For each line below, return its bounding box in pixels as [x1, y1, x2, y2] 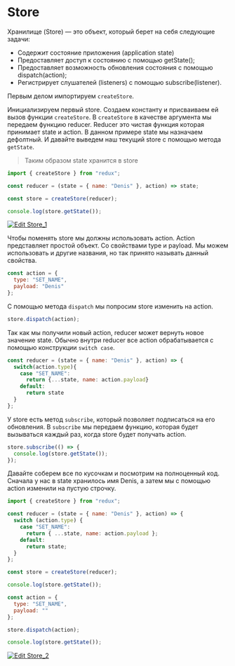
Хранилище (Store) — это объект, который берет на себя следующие [7, 27, 215, 36]
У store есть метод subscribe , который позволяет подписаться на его [7, 415, 215, 423]
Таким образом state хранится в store [24, 156, 138, 165]
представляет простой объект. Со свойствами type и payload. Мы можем [7, 241, 229, 250]
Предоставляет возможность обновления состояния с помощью [17, 63, 213, 72]
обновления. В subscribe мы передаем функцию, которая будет [7, 422, 199, 431]
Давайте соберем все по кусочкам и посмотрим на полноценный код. [7, 469, 220, 477]
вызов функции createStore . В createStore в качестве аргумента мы [7, 113, 212, 121]
